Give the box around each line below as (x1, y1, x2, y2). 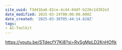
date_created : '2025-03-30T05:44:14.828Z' (5, 16, 94, 21)
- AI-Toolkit (5, 26, 32, 31)
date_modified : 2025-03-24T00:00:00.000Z (5, 12, 92, 17)
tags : (5, 21, 16, 26)
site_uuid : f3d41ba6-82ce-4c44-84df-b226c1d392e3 (5, 7, 110, 12)
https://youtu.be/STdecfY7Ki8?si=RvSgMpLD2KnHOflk (5, 39, 117, 45)
